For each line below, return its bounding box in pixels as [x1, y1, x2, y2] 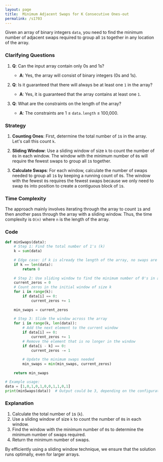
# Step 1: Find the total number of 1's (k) [14, 244, 105, 249]
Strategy [5, 122, 26, 129]
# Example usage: [5, 379, 40, 384]
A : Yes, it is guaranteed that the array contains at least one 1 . [19, 91, 142, 97]
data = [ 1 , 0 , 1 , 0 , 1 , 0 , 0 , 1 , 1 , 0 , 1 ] [5, 384, 71, 389]
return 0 [22, 267, 40, 272]
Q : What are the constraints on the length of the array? [12, 101, 121, 106]
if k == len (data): [14, 262, 53, 267]
